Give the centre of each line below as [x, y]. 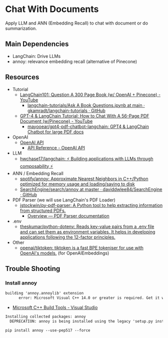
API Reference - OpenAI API [56, 147]
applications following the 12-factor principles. [68, 237]
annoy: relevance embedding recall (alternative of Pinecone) [75, 61]
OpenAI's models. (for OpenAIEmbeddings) [64, 253]
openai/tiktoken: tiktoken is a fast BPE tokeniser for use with [82, 247]
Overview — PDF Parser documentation [68, 215]
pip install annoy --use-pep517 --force [48, 330]
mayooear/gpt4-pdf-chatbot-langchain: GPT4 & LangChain [88, 126]
